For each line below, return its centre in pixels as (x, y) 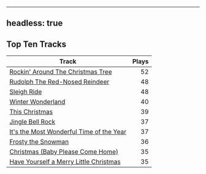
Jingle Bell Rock (32, 122)
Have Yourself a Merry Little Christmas (65, 162)
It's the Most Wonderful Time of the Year (68, 132)
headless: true (35, 23)
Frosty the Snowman (39, 142)
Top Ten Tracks (36, 44)
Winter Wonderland (37, 102)
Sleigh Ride (26, 92)
